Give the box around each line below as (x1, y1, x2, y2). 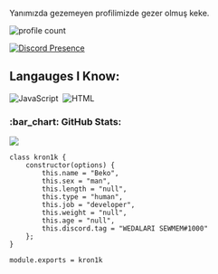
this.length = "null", (42, 184, 128, 194)
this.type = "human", (42, 193, 124, 202)
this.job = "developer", (42, 201, 136, 210)
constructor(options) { (25, 161, 116, 170)
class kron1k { (9, 153, 67, 162)
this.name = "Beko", (42, 169, 119, 178)
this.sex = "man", (42, 176, 111, 186)
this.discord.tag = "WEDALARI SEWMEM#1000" (42, 224, 208, 233)
